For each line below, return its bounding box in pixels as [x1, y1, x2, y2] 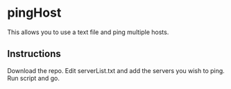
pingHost [7, 5, 62, 21]
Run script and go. [7, 74, 60, 82]
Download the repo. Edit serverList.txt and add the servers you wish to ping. [7, 66, 225, 74]
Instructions [7, 48, 61, 60]
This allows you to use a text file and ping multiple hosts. [7, 28, 169, 36]
